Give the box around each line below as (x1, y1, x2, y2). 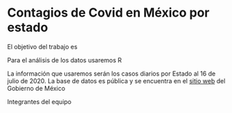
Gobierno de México (7, 84, 66, 92)
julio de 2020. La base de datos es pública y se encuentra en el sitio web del (7, 76, 226, 85)
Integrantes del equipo (7, 97, 71, 105)
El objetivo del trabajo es (7, 42, 78, 51)
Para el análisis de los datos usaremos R (7, 55, 123, 64)
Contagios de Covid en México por (7, 5, 210, 21)
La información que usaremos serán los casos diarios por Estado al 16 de (7, 69, 216, 78)
